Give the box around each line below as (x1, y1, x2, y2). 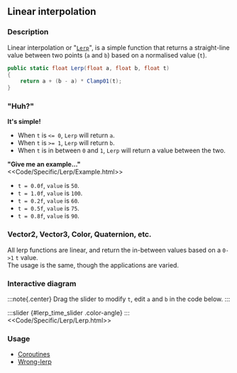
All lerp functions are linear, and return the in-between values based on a (7, 246, 221, 254)
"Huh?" (7, 101, 34, 111)
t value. (15, 253, 38, 262)
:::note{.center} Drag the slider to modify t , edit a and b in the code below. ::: (7, 295, 231, 303)
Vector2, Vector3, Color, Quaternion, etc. (7, 229, 152, 239)
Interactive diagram (7, 278, 77, 288)
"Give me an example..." (7, 160, 81, 169)
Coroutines (17, 350, 50, 359)
